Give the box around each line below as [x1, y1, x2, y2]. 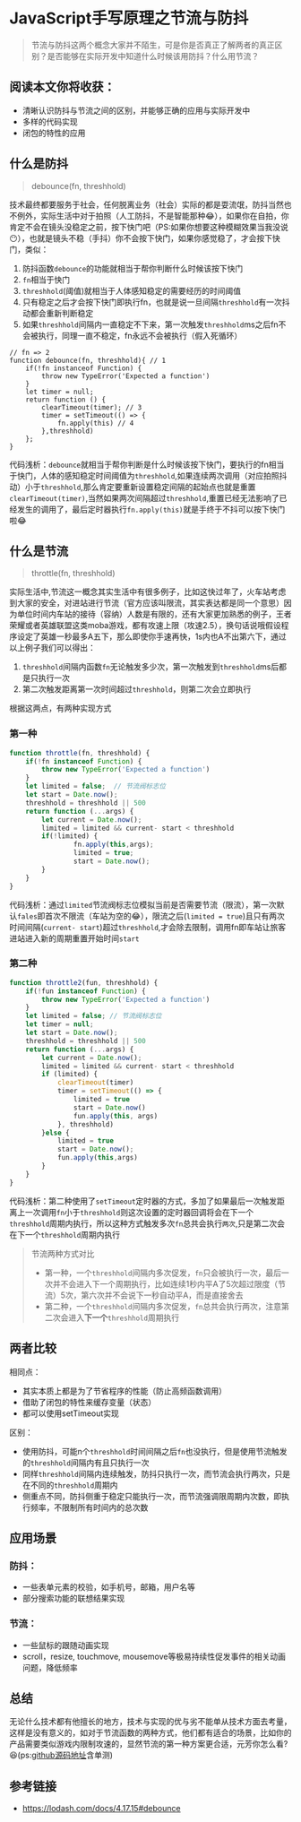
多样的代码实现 [21, 116, 78, 126]
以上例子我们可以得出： [9, 643, 96, 653]
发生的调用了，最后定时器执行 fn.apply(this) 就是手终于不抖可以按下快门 [16, 504, 286, 514]
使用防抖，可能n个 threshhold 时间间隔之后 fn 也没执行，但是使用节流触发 [21, 1446, 288, 1456]
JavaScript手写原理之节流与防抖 [9, 8, 249, 29]
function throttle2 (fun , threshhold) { [9, 978, 159, 987]
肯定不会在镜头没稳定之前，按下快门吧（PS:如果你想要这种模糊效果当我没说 [9, 221, 288, 232]
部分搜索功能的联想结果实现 [21, 1593, 125, 1604]
